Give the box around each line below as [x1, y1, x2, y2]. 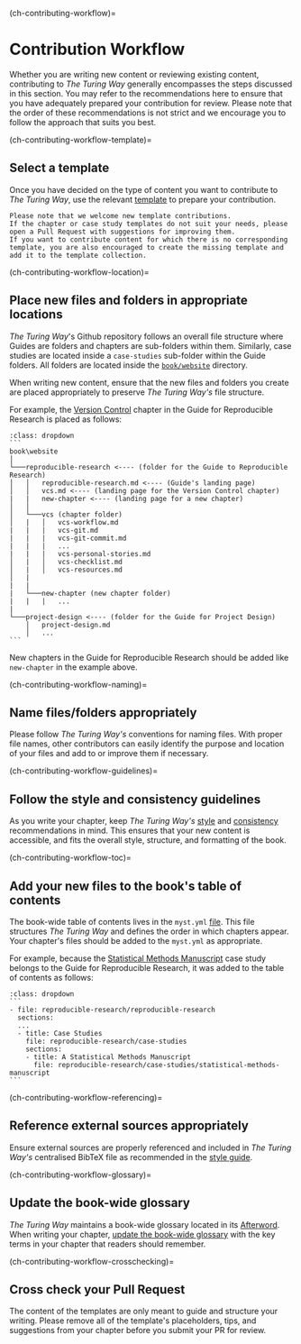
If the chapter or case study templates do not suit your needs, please [9, 219, 288, 228]
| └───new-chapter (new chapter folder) [9, 589, 171, 598]
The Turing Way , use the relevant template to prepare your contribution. [9, 194, 277, 205]
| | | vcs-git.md [9, 526, 99, 535]
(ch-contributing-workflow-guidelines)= [9, 765, 159, 776]
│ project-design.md [25, 620, 111, 629]
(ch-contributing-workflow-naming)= [9, 679, 148, 690]
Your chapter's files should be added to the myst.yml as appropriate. [9, 936, 263, 946]
